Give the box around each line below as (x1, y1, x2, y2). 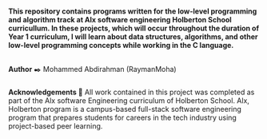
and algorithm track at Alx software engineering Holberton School (8, 15, 232, 25)
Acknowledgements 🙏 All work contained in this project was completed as (8, 87, 255, 97)
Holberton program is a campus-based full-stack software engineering (8, 104, 242, 113)
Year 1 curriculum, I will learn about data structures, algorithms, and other (8, 32, 258, 42)
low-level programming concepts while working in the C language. (8, 41, 234, 50)
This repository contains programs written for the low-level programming (8, 6, 257, 16)
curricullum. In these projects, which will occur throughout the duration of (8, 23, 260, 34)
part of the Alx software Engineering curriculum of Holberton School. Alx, (8, 95, 250, 105)
